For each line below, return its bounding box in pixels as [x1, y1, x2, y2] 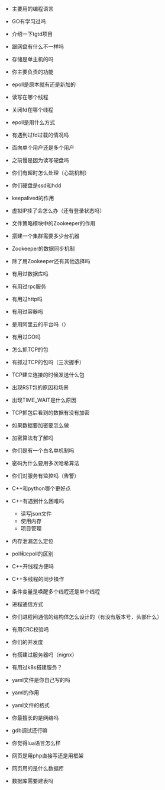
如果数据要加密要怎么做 [11, 422, 69, 429]
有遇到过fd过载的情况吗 [11, 131, 69, 138]
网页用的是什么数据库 [11, 765, 64, 772]
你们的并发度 [11, 639, 43, 646]
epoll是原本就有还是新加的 [11, 81, 76, 88]
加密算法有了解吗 [11, 434, 54, 441]
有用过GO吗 [11, 333, 41, 340]
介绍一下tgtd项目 [11, 30, 53, 37]
